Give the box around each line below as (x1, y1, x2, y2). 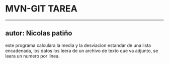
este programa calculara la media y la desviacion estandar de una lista (5, 42, 151, 48)
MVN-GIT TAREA (5, 3, 78, 14)
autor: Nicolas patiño (5, 29, 72, 37)
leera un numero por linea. (5, 53, 60, 59)
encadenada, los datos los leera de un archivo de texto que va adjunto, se (5, 47, 158, 53)
